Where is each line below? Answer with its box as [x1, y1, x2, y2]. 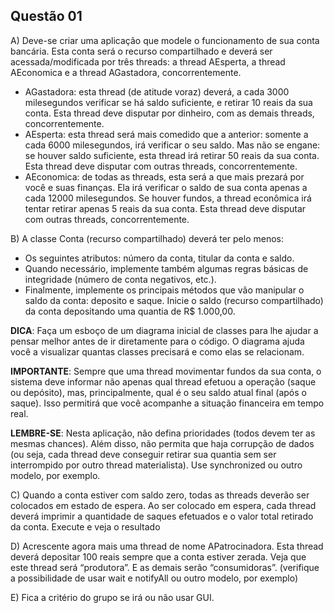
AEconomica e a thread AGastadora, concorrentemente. [10, 66, 242, 78]
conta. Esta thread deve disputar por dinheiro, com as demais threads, [24, 107, 315, 119]
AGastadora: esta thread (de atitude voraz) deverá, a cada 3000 [24, 85, 290, 98]
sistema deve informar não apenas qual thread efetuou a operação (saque [10, 375, 317, 388]
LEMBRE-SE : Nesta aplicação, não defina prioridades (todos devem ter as [10, 427, 316, 439]
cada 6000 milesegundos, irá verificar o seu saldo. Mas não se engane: [24, 139, 321, 151]
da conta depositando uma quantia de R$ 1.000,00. [24, 305, 236, 317]
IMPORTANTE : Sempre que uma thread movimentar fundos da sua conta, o [10, 365, 322, 377]
